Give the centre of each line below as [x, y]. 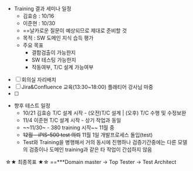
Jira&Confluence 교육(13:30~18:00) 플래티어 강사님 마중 [87, 87]
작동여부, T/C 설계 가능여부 [62, 67]
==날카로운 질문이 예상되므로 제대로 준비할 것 [75, 30]
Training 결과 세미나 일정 [43, 8]
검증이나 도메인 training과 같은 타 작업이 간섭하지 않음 [91, 149]
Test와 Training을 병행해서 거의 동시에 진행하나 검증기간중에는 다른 [99, 142]
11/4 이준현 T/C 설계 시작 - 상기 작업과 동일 [72, 120]
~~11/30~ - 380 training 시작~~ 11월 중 [69, 127]
